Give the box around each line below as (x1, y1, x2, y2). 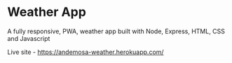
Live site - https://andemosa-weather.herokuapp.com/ (7, 48, 164, 56)
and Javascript (7, 34, 50, 42)
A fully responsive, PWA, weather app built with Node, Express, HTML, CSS (7, 27, 226, 35)
